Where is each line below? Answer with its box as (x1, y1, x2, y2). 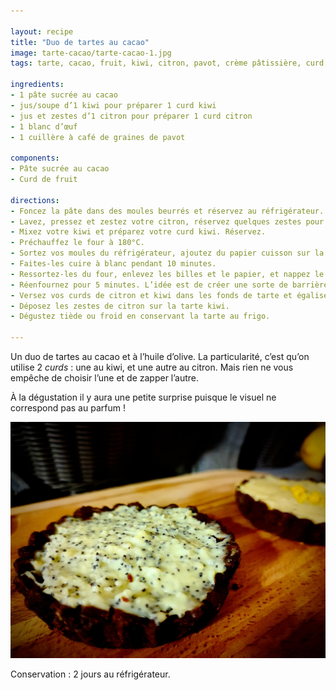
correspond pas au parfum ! (10, 402, 126, 414)
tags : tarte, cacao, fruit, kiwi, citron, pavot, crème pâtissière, (10, 58, 302, 69)
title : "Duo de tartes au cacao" (10, 37, 150, 47)
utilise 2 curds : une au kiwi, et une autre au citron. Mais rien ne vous (10, 361, 294, 373)
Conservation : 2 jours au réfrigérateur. (10, 668, 171, 680)
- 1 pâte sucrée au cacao (10, 90, 118, 100)
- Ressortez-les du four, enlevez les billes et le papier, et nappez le (10, 269, 325, 279)
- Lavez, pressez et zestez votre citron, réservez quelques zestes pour (10, 216, 325, 227)
